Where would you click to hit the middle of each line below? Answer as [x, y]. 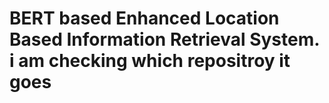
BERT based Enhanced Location [144, 18]
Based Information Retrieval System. [164, 39]
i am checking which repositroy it [150, 61]
